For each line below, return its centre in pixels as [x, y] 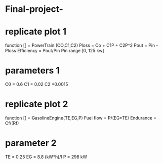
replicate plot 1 [36, 32]
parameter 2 [31, 143]
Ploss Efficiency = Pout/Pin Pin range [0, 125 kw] [55, 51]
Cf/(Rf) [12, 123]
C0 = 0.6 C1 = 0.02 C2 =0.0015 [37, 84]
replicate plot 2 [37, 104]
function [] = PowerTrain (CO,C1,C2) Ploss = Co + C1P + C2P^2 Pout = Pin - [81, 45]
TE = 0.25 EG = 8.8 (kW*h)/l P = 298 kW [46, 157]
